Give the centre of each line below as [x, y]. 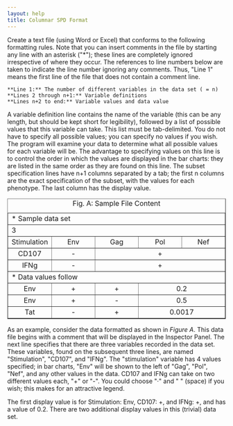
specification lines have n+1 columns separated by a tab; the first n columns [116, 173]
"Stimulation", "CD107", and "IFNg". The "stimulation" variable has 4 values [114, 359]
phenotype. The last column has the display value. [79, 188]
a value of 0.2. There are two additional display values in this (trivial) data [112, 409]
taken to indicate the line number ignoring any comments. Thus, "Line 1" [110, 69]
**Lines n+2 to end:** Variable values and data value [88, 101]
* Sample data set [41, 218]
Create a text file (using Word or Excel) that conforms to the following [106, 39]
